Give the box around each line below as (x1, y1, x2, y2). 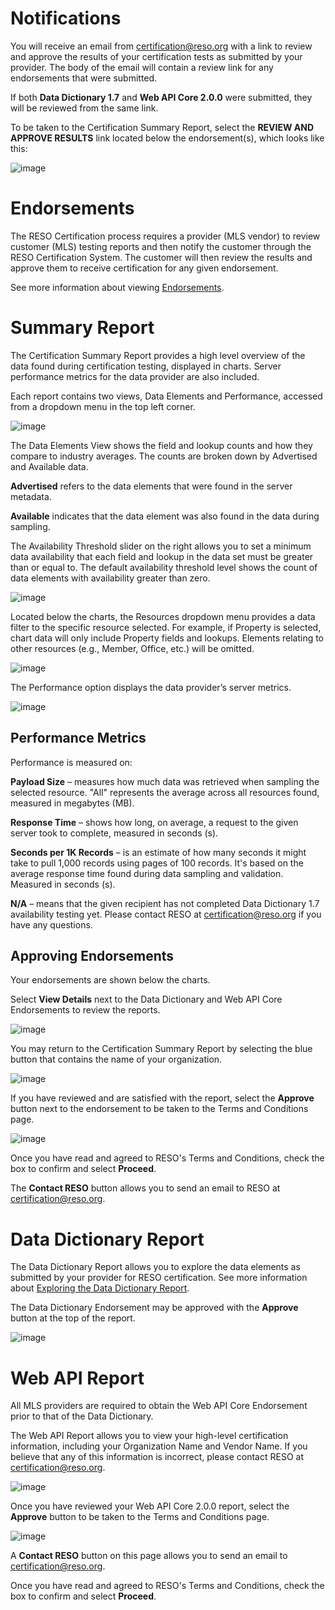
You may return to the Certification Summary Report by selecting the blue (10, 1043, 313, 1055)
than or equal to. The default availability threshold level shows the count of (10, 561, 318, 573)
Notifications (10, 7, 122, 30)
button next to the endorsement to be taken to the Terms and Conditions (10, 1103, 309, 1115)
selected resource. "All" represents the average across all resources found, (10, 786, 320, 798)
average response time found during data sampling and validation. (10, 867, 284, 879)
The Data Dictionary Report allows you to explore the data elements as (10, 1261, 301, 1273)
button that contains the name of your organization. (10, 1053, 223, 1066)
